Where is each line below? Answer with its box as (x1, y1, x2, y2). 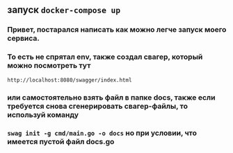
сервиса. (7, 33, 40, 43)
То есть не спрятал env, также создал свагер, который (7, 52, 203, 62)
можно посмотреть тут (7, 61, 91, 71)
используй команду (7, 109, 79, 119)
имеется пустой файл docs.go (7, 137, 115, 147)
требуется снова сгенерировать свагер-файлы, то (7, 101, 188, 111)
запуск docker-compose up (7, 4, 121, 16)
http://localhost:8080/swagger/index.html (7, 76, 132, 84)
